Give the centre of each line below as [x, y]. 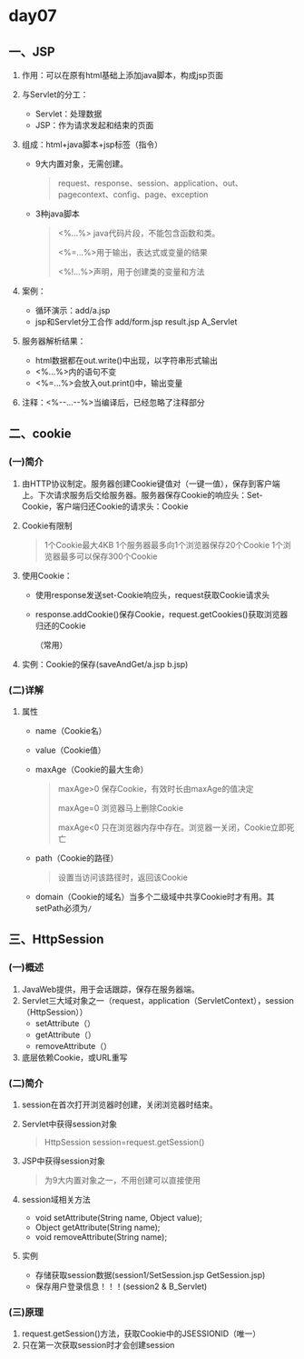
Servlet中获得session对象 [69, 1124]
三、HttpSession [56, 939]
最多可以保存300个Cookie [109, 556]
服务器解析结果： [54, 341]
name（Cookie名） [71, 730]
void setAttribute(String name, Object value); [119, 1217]
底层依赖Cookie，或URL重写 [74, 1057]
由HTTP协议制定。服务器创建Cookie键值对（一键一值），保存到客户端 [151, 484]
